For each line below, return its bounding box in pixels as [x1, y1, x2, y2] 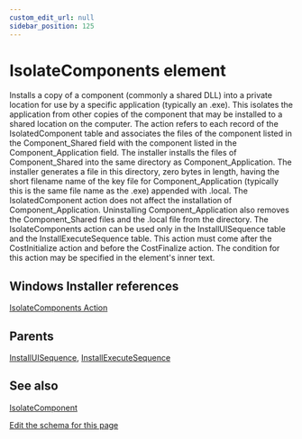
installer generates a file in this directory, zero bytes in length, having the [9, 166, 279, 177]
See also [9, 379, 59, 394]
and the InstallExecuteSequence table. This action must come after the [9, 233, 272, 244]
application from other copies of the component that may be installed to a [9, 109, 283, 120]
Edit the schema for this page [9, 419, 119, 430]
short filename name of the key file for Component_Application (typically [9, 176, 279, 187]
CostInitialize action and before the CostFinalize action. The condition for [9, 243, 280, 254]
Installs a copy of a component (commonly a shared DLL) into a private [9, 90, 273, 101]
